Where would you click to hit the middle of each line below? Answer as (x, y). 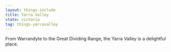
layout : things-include (31, 10)
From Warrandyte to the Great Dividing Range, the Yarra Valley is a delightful (86, 39)
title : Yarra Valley (27, 15)
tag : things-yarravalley (32, 24)
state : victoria (22, 19)
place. (12, 44)
